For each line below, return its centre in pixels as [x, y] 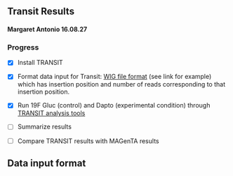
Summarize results [45, 127]
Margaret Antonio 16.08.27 [47, 29]
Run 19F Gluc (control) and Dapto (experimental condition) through [114, 105]
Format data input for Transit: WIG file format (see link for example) [114, 77]
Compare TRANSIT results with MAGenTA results [88, 141]
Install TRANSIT [40, 63]
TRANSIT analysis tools [51, 113]
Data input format [47, 163]
